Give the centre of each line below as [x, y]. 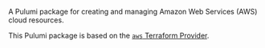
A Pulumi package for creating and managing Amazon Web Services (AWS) [133, 12]
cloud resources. [36, 20]
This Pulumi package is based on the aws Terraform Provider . [109, 36]
